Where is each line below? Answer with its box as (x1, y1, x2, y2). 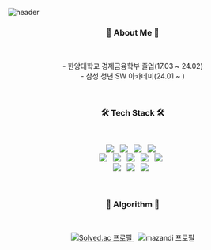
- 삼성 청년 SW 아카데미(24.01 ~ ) (80, 71, 186, 81)
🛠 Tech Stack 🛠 (100, 108, 165, 119)
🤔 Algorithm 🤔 (105, 199, 160, 210)
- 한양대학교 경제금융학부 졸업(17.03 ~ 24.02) (62, 62, 203, 71)
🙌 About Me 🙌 (106, 27, 160, 38)
